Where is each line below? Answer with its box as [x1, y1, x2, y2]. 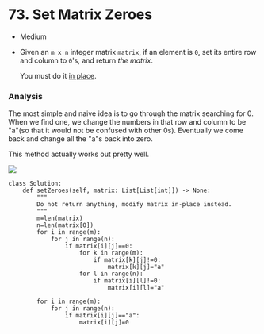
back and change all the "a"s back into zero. [8, 134, 153, 144]
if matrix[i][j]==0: [64, 242, 133, 251]
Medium [19, 32, 48, 41]
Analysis [8, 90, 44, 102]
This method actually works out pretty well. [8, 149, 149, 159]
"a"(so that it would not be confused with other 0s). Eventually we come [8, 125, 244, 136]
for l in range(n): [78, 270, 144, 278]
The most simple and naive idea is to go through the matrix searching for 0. [8, 109, 254, 118]
